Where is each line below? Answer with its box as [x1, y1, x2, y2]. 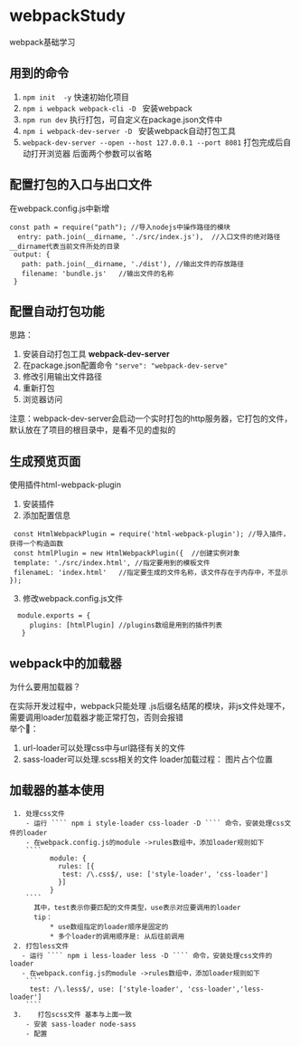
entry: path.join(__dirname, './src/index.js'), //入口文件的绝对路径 [17, 232, 281, 241]
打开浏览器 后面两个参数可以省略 [30, 148, 152, 158]
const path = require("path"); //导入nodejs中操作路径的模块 [9, 223, 230, 232]
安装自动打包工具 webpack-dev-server [22, 349, 170, 360]
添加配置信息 [22, 510, 70, 521]
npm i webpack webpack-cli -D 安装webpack [22, 102, 192, 113]
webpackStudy [9, 5, 127, 26]
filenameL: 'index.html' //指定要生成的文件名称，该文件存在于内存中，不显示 [13, 568, 288, 578]
